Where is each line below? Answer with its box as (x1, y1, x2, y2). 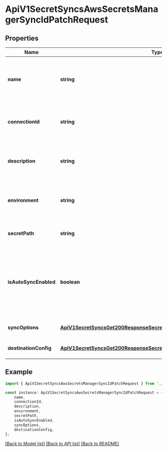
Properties (5, 34, 39, 42)
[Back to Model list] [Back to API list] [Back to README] (5, 441, 119, 447)
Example (5, 368, 33, 376)
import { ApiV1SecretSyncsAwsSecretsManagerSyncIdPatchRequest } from (5, 381, 155, 386)
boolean (60, 278, 81, 285)
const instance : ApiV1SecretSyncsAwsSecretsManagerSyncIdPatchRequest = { (5, 390, 164, 395)
